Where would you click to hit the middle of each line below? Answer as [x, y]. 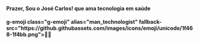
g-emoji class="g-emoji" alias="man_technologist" [72, 22]
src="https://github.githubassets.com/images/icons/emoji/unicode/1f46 [99, 28]
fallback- [150, 22]
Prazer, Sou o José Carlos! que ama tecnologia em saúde [79, 8]
